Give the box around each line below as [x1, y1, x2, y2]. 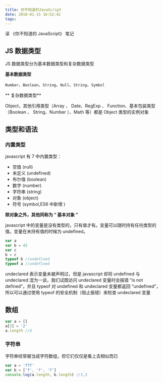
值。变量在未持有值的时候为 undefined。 [5, 228, 88, 234]
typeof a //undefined [5, 261, 50, 266]
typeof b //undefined [5, 256, 50, 262]
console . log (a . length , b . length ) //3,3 [5, 372, 88, 377]
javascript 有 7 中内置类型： [5, 153, 62, 159]
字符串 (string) [12, 189, 42, 194]
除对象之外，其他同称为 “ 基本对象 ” [5, 211, 78, 217]
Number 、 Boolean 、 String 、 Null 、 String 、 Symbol [5, 82, 105, 88]
